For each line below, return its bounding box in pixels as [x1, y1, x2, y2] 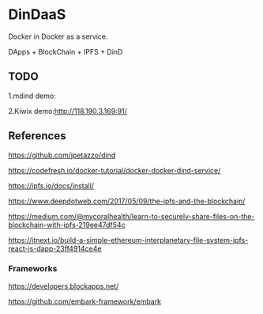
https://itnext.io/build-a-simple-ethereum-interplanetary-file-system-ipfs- [8, 235, 249, 244]
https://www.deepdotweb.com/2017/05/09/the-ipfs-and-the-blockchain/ [8, 196, 246, 206]
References [8, 129, 66, 143]
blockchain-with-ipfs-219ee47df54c [8, 220, 126, 229]
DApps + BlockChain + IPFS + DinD [8, 47, 123, 56]
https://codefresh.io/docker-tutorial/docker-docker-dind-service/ [8, 165, 221, 175]
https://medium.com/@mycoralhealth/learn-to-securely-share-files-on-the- [8, 211, 255, 221]
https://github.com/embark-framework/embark [8, 297, 162, 306]
